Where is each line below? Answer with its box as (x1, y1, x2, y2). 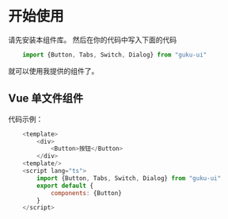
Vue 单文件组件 (8, 92, 84, 106)
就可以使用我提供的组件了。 (8, 66, 99, 75)
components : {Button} (50, 189, 123, 197)
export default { (36, 182, 93, 190)
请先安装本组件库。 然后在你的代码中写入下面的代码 (8, 35, 177, 44)
